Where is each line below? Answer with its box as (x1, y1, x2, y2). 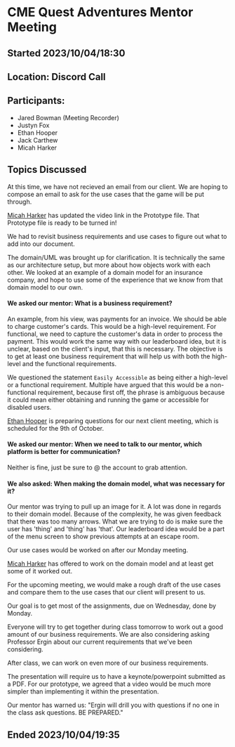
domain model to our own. (7, 282, 83, 292)
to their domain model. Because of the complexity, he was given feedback (7, 510, 222, 519)
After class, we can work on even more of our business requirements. (7, 658, 209, 668)
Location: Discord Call (7, 71, 107, 83)
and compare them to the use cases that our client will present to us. (7, 588, 206, 597)
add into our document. (7, 240, 75, 248)
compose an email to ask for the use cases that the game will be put (7, 190, 205, 198)
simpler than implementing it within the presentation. (7, 687, 159, 696)
